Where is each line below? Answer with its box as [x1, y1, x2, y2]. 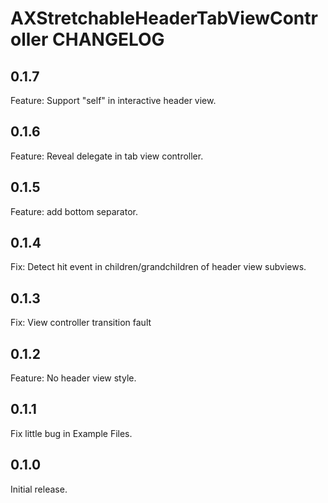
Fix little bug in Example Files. [10, 427, 133, 439]
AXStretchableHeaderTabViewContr [10, 7, 318, 30]
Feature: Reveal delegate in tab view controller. [10, 150, 204, 162]
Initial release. [10, 483, 68, 495]
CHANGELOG [52, 28, 165, 51]
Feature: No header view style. [10, 372, 137, 384]
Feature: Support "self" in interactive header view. [10, 95, 217, 106]
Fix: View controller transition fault [10, 317, 152, 329]
